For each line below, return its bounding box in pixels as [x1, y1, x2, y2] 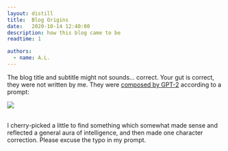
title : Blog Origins [7, 16, 69, 23]
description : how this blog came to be [7, 29, 121, 36]
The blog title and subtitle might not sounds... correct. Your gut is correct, [7, 73, 214, 81]
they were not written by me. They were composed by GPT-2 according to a [7, 80, 222, 89]
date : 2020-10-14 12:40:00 [7, 23, 90, 30]
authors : [7, 48, 32, 55]
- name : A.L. [13, 54, 51, 62]
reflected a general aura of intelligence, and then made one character [7, 128, 203, 137]
